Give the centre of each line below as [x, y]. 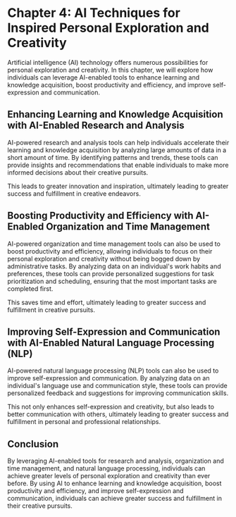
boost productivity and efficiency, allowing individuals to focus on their [110, 251]
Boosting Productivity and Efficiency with [100, 216]
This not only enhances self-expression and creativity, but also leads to [111, 407]
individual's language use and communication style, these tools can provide [117, 386]
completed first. [30, 288]
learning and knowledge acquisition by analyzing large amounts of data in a [117, 150]
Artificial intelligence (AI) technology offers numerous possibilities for [108, 62]
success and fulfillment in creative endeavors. [74, 193]
